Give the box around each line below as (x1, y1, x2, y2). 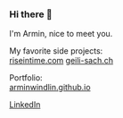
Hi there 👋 (9, 8, 53, 21)
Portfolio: (9, 72, 43, 83)
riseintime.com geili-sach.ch (9, 55, 114, 66)
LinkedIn (9, 99, 41, 110)
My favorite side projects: (9, 46, 103, 56)
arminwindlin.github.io (9, 82, 91, 93)
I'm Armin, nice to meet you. (9, 29, 113, 39)
